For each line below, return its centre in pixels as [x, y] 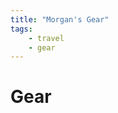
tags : [21, 29]
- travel [46, 38]
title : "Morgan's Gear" [60, 19]
